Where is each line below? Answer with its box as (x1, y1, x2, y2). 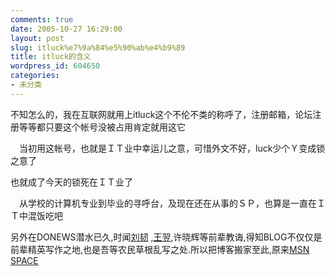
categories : (10, 71, 60, 81)
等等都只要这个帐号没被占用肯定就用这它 (18, 121, 186, 133)
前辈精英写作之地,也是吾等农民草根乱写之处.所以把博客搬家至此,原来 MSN (10, 243, 310, 255)
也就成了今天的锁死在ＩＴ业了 (10, 176, 133, 188)
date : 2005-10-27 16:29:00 (10, 24, 123, 34)
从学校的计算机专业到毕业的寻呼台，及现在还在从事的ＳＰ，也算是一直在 (18, 197, 317, 209)
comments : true (10, 14, 74, 25)
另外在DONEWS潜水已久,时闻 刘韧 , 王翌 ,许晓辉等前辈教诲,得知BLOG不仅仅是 (10, 231, 323, 243)
